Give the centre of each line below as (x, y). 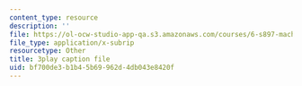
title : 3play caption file (60, 59)
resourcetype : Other (48, 51)
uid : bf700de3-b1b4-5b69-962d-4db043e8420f (92, 68)
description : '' (40, 26)
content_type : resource (54, 17)
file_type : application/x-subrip (72, 43)
